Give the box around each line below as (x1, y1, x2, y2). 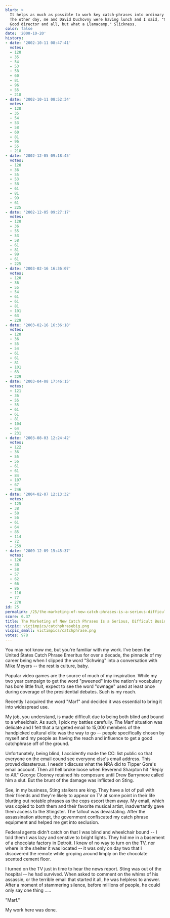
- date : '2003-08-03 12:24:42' (5, 435, 71, 441)
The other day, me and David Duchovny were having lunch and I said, (10, 17, 159, 22)
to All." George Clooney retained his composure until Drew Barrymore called (5, 772, 164, 778)
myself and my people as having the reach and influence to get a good (5, 735, 153, 741)
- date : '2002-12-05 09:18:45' (5, 153, 71, 158)
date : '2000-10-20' (5, 31, 47, 36)
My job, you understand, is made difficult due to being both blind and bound (5, 714, 164, 720)
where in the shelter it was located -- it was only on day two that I (5, 845, 142, 851)
